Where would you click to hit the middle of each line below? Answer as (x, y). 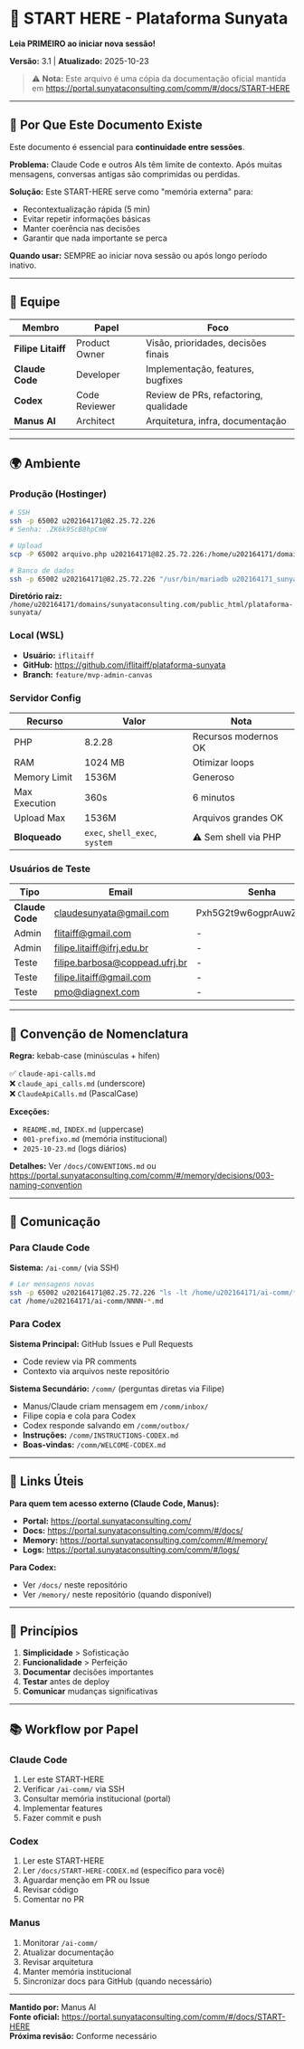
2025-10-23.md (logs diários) (75, 1149)
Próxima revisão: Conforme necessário (83, 2035)
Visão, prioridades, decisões (206, 343)
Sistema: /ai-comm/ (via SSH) (64, 1267)
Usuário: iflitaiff (58, 655)
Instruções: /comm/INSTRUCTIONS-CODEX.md (100, 1435)
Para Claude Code (50, 1247)
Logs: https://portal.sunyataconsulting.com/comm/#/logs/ (131, 1550)
